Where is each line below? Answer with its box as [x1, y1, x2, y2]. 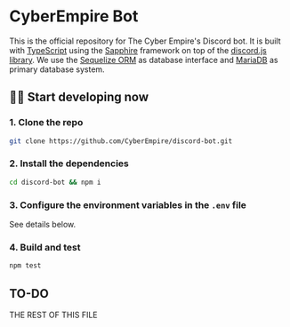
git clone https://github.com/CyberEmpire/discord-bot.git [9, 136, 233, 146]
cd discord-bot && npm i [9, 178, 101, 187]
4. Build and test [9, 241, 82, 253]
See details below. [9, 219, 77, 229]
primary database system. [9, 64, 105, 75]
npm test [9, 261, 42, 270]
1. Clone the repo [9, 116, 84, 129]
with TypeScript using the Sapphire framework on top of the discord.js [9, 44, 267, 55]
